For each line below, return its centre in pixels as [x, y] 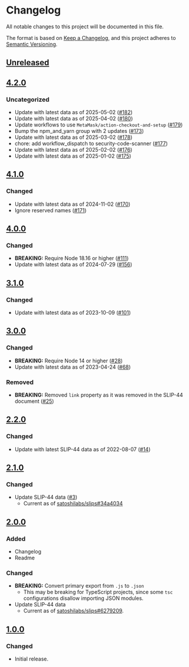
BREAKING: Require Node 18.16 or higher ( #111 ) [72, 258]
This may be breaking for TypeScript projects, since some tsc [98, 592]
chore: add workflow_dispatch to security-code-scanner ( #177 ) [91, 144]
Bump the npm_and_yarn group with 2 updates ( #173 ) [79, 131]
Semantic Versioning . [32, 44]
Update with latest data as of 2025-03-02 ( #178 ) [73, 137]
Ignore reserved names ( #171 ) [50, 210]
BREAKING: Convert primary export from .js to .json [79, 586]
